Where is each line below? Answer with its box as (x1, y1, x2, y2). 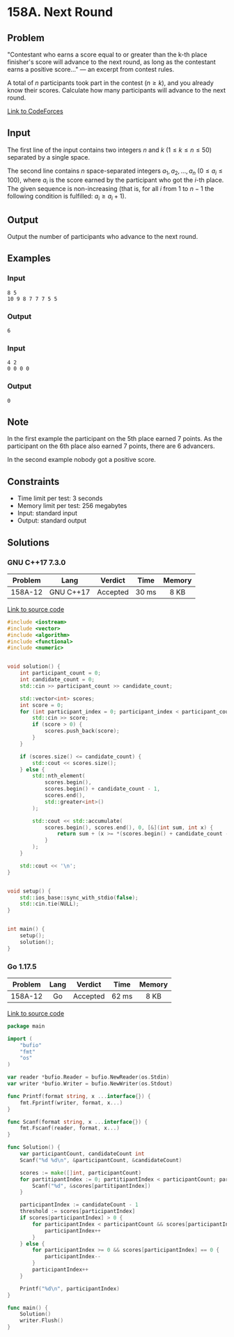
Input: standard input (17, 509, 78, 518)
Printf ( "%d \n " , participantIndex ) (19, 1285, 120, 1292)
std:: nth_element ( (32, 773, 86, 780)
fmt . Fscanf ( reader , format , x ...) (19, 1125, 120, 1132)
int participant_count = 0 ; (19, 670, 101, 677)
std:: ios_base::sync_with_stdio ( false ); (19, 894, 139, 901)
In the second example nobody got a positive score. (7, 456, 157, 464)
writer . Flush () (19, 1317, 64, 1324)
